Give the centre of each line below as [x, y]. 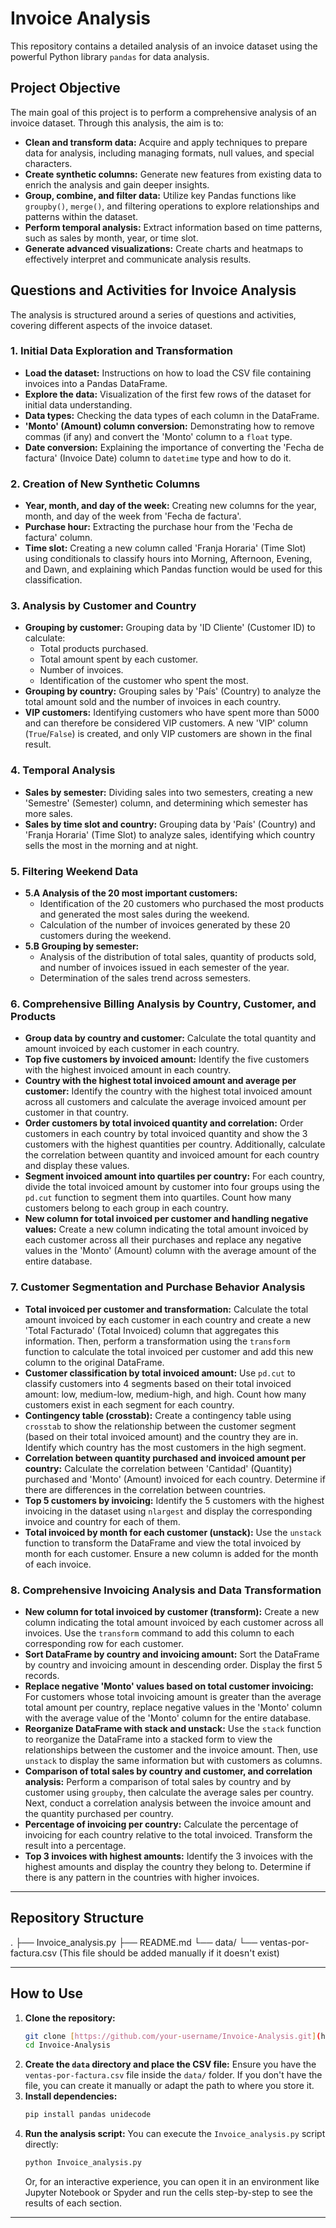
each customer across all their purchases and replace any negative [163, 1240]
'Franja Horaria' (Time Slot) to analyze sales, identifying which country [170, 834]
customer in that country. [77, 1113]
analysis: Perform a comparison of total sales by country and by [158, 1781]
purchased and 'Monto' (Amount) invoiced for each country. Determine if [175, 1479]
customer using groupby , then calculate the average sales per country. [169, 1792]
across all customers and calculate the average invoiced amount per [165, 1102]
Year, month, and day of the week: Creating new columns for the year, [170, 506]
